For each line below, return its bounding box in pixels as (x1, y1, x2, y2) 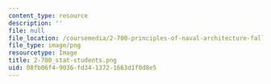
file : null (8, 26, 45, 34)
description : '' (8, 19, 63, 27)
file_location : (8, 34, 60, 42)
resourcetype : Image (8, 49, 78, 57)
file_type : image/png (8, 42, 81, 50)
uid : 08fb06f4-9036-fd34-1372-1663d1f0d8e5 (8, 64, 157, 72)
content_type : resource (8, 11, 89, 20)
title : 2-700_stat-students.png (8, 57, 117, 65)
